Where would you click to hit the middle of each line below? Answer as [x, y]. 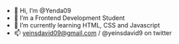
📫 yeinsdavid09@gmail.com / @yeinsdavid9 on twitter [93, 33]
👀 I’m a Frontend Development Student [69, 18]
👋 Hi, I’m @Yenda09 [42, 11]
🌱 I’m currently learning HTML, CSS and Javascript [87, 25]
